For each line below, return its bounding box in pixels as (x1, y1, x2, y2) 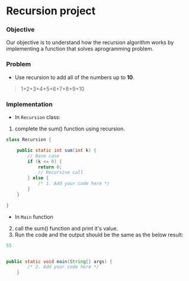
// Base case (27, 153, 60, 159)
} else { (27, 175, 49, 181)
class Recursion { (6, 137, 52, 143)
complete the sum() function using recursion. (14, 125, 126, 132)
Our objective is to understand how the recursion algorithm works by (6, 39, 174, 46)
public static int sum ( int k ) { (17, 147, 97, 153)
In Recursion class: (14, 114, 61, 121)
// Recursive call (37, 170, 84, 176)
